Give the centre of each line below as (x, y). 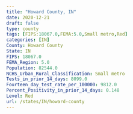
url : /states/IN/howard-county (45, 101)
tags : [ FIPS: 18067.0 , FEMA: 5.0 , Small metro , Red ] (67, 34)
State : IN (19, 51)
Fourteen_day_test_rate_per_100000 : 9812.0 (62, 85)
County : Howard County (35, 46)
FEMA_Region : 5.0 (28, 62)
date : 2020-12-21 (28, 17)
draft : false (23, 23)
